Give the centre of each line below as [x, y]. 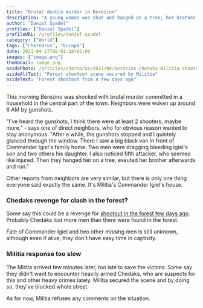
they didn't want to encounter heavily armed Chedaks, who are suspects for [101, 273]
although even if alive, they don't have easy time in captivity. [82, 238]
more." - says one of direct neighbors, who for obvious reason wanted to [97, 128]
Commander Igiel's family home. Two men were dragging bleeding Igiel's [97, 147]
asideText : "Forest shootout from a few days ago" [71, 79]
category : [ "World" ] [32, 40]
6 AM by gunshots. [30, 110]
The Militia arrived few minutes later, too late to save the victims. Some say [99, 267]
